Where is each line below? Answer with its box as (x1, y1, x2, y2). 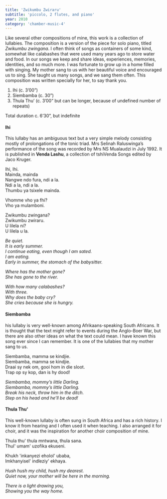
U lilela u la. (5, 228, 29, 234)
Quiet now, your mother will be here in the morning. (5, 473, 111, 479)
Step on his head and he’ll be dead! (5, 394, 78, 400)
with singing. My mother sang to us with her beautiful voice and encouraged (5, 67, 162, 73)
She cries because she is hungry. (5, 299, 74, 305)
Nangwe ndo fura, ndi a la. (5, 177, 60, 183)
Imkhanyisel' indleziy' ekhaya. (5, 458, 67, 464)
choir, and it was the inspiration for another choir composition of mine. (5, 428, 150, 434)
